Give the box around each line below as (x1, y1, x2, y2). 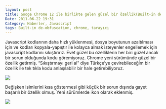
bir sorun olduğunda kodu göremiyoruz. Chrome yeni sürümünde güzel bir (5, 55, 156, 61)
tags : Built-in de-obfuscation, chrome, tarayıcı (5, 26, 110, 31)
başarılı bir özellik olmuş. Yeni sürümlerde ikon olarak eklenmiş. (5, 89, 134, 95)
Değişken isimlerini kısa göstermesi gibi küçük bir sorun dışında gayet (5, 84, 147, 90)
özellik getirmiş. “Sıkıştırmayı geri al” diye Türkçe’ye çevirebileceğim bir (5, 60, 151, 66)
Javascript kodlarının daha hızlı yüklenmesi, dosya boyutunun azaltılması (5, 39, 153, 45)
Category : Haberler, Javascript (5, 21, 72, 26)
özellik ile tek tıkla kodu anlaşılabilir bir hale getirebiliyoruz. (5, 65, 124, 72)
